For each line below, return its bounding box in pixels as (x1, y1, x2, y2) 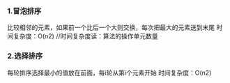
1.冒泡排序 (7, 6, 42, 15)
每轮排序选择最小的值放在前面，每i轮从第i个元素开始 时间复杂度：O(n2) (7, 68, 212, 77)
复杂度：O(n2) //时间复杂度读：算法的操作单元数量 (13, 32, 158, 40)
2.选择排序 (7, 51, 43, 61)
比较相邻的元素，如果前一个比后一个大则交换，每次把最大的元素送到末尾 (7, 23, 215, 32)
